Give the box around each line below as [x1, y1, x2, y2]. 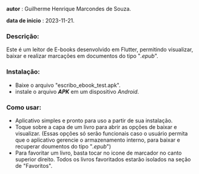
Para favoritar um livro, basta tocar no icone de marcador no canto [15, 149, 182, 156]
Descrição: [6, 32, 39, 40]
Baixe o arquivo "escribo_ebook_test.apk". [15, 82, 121, 89]
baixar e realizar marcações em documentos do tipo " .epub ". [6, 52, 159, 60]
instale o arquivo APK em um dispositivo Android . [15, 88, 140, 95]
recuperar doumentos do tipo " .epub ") [15, 142, 111, 150]
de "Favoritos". [15, 162, 53, 169]
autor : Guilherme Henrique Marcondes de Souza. [6, 5, 132, 12]
